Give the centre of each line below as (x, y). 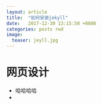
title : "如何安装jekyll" (37, 18)
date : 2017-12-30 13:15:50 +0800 (51, 23)
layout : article (27, 12)
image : (15, 35)
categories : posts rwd (35, 29)
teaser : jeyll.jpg (35, 40)
